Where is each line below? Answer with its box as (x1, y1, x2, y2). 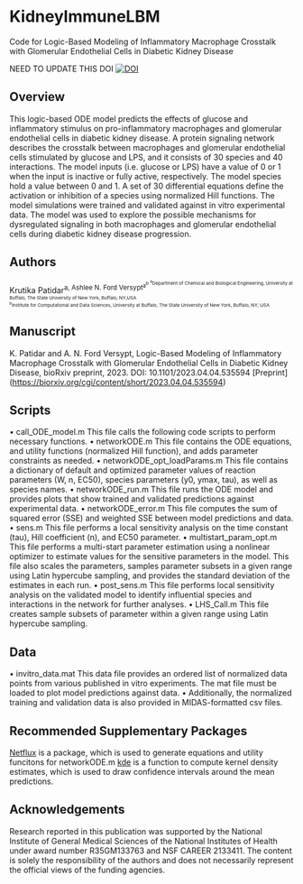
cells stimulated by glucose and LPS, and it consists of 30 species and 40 (9, 152, 283, 162)
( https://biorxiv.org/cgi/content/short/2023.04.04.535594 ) (9, 376, 226, 387)
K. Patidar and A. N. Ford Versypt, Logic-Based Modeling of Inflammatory (9, 347, 282, 358)
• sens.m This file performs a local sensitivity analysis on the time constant (9, 522, 289, 533)
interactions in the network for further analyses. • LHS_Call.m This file (9, 599, 269, 610)
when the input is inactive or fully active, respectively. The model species (9, 170, 282, 181)
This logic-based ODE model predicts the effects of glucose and (9, 113, 249, 124)
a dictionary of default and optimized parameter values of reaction (9, 465, 256, 475)
